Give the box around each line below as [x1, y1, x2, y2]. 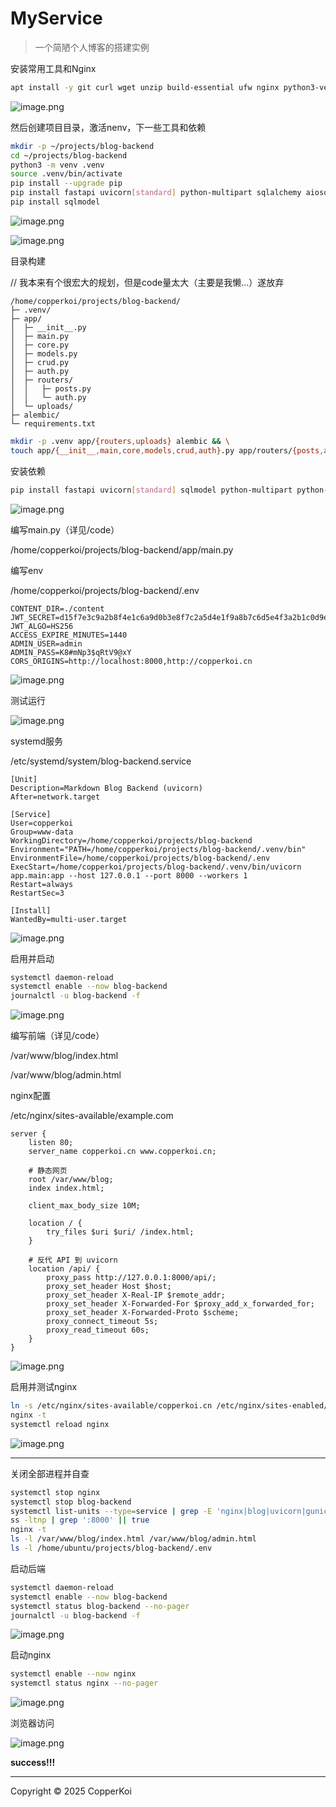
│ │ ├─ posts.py [10, 383, 92, 394]
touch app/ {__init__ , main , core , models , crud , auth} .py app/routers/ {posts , [10, 445, 325, 456]
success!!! [10, 1757, 56, 1769]
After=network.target [10, 792, 101, 802]
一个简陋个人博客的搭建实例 [34, 41, 150, 53]
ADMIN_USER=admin [10, 638, 83, 649]
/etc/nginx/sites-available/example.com [10, 1110, 174, 1122]
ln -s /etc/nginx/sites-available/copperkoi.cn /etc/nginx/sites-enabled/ [10, 1401, 329, 1411]
